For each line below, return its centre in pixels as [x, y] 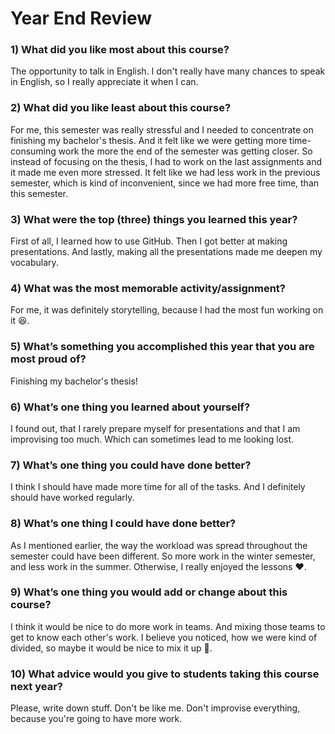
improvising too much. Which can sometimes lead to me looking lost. [152, 439]
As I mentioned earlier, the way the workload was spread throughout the [159, 545]
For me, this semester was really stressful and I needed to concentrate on [162, 129]
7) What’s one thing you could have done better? [131, 465]
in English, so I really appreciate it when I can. [104, 82]
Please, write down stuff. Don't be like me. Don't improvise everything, [155, 708]
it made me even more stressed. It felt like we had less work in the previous [165, 172]
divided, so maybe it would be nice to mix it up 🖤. [111, 648]
